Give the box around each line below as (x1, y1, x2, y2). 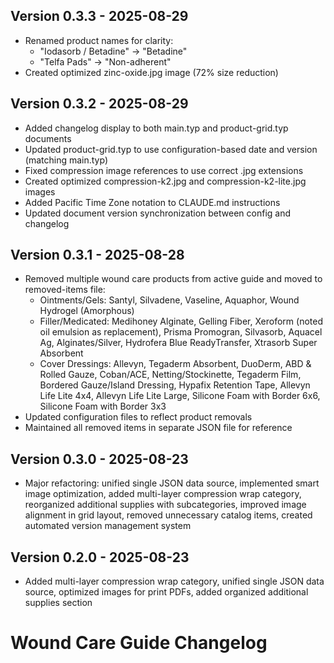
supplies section (24, 597, 93, 609)
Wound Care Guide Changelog (10, 632, 268, 654)
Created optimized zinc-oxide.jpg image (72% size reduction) (24, 66, 279, 78)
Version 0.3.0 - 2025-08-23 (10, 450, 189, 468)
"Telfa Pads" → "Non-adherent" (39, 55, 172, 68)
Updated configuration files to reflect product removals (24, 411, 253, 423)
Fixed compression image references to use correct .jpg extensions (24, 164, 304, 176)
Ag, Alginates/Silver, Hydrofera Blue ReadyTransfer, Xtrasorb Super (39, 337, 318, 349)
